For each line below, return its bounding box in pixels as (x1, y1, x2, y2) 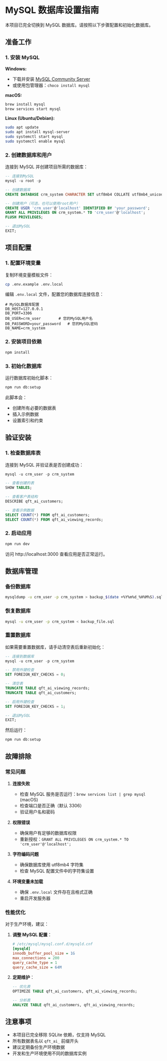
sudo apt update (5, 125, 39, 130)
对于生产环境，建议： (5, 921, 49, 927)
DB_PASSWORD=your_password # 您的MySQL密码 (5, 321, 98, 326)
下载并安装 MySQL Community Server (12, 76, 90, 82)
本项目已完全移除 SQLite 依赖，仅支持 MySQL (12, 1032, 106, 1038)
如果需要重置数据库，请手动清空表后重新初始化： (5, 644, 105, 650)
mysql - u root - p (5, 179, 41, 184)
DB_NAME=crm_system (5, 326, 46, 331)
